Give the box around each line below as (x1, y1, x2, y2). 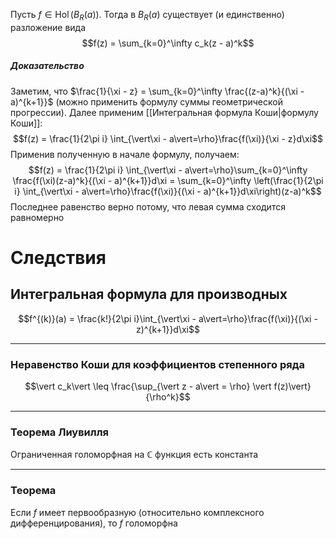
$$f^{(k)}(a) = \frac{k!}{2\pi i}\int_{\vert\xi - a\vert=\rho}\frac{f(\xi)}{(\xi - (18, 312, 318, 324)
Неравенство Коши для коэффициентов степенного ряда (10, 357, 305, 371)
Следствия (10, 246, 107, 269)
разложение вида (10, 21, 87, 33)
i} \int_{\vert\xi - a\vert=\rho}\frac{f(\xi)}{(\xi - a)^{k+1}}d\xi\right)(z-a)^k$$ (14, 185, 322, 197)
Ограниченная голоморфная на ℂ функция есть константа (10, 449, 259, 461)
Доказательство (10, 60, 85, 72)
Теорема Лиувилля (10, 425, 109, 439)
